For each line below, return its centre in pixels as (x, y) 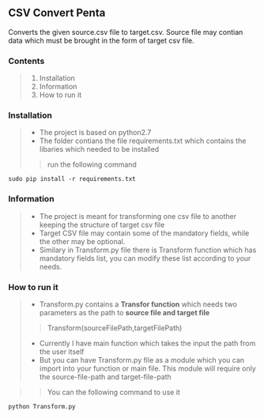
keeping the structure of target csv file (102, 224)
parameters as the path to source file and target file (124, 313)
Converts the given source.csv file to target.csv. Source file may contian (126, 32)
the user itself (62, 352)
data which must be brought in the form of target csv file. (102, 40)
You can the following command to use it (113, 392)
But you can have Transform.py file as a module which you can (142, 360)
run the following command (92, 164)
